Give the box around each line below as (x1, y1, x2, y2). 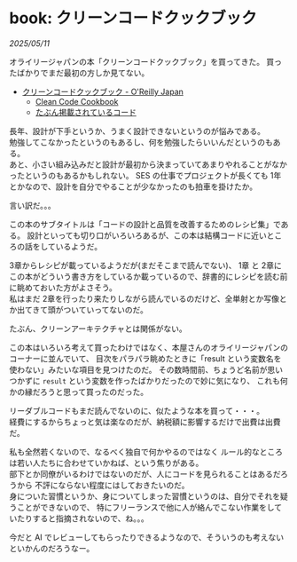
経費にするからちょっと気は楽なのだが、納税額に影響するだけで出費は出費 (9, 416, 281, 427)
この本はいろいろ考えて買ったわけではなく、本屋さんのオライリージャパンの (9, 342, 289, 352)
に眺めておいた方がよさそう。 (9, 281, 118, 293)
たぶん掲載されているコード (35, 107, 137, 117)
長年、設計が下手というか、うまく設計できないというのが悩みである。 (9, 125, 266, 136)
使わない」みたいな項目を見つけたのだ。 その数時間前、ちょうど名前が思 (9, 364, 276, 375)
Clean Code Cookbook (35, 96, 119, 107)
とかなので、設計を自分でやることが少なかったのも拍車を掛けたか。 (9, 181, 258, 192)
